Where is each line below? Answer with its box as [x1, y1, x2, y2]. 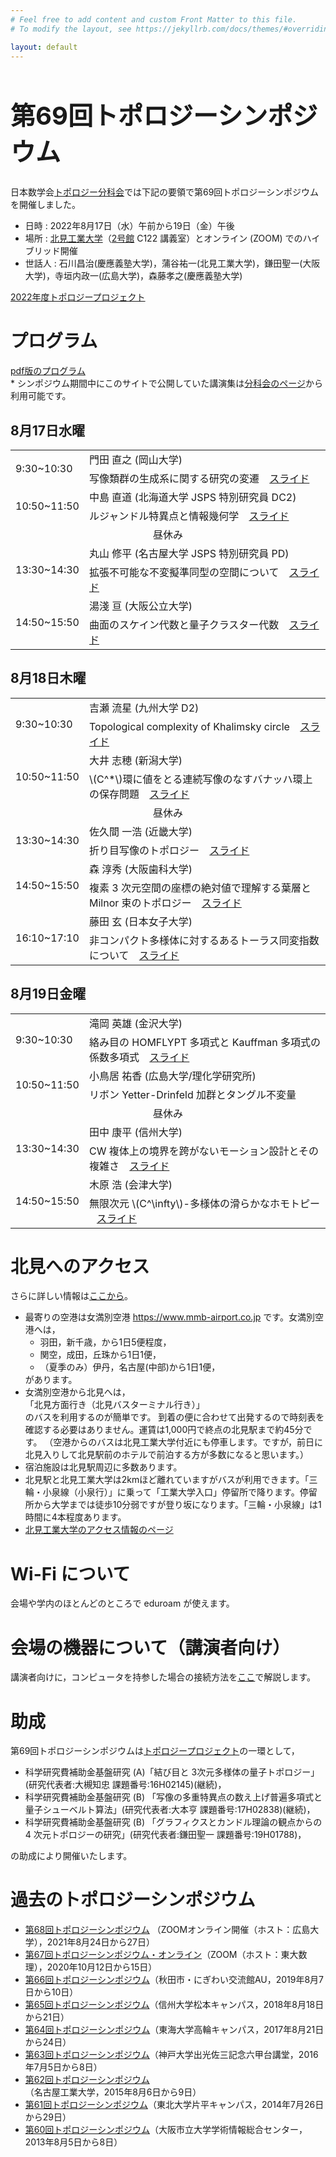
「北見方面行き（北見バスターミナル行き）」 [24, 1399, 205, 1411]
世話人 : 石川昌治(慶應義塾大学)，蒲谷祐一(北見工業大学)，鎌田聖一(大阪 [24, 257, 321, 270]
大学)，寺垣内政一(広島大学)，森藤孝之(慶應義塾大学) [24, 270, 243, 282]
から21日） [24, 2011, 70, 2023]
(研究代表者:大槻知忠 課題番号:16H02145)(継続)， [24, 1779, 227, 1791]
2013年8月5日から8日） [24, 2136, 123, 2148]
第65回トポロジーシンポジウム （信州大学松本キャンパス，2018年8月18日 [24, 1999, 325, 2011]
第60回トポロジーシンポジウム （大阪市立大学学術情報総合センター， [24, 2124, 308, 2136]
